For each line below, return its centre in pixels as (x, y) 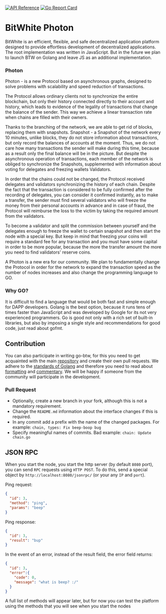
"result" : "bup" (26, 540)
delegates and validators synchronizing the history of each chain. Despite (80, 184)
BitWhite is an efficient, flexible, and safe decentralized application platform (82, 41)
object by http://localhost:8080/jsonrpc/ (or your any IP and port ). (75, 475)
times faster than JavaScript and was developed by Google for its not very (81, 312)
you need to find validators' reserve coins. (48, 252)
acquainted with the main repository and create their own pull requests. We (82, 361)
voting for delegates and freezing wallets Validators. (58, 169)
